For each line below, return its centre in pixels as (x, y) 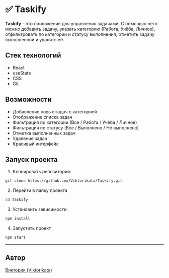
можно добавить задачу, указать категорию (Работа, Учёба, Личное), (80, 29)
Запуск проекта (31, 159)
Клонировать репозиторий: (42, 172)
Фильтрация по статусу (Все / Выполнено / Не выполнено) (76, 127)
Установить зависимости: (40, 210)
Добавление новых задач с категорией (55, 111)
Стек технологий (33, 56)
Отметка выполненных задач (44, 133)
